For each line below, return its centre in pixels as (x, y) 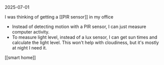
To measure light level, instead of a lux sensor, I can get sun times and (85, 37)
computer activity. (31, 32)
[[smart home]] (20, 57)
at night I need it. (29, 48)
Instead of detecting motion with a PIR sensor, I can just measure (79, 26)
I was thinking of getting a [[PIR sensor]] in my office (59, 17)
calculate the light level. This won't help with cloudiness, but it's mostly (85, 42)
